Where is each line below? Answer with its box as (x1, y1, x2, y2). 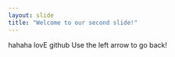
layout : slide (8, 11, 55, 20)
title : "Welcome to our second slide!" (8, 19, 138, 27)
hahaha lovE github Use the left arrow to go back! (8, 40, 168, 49)
